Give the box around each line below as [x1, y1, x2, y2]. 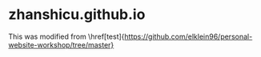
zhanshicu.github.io [8, 6, 146, 24]
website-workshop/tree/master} [8, 40, 114, 49]
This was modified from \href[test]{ [8, 32, 125, 41]
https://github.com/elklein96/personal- [123, 32, 253, 41]
